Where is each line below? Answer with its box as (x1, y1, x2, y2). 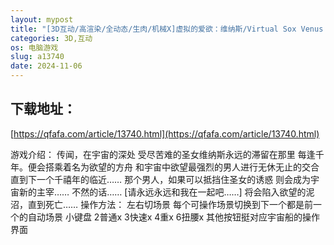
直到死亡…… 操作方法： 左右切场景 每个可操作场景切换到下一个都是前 (27, 198, 314, 210)
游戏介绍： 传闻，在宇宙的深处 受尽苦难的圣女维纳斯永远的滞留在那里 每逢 (10, 148, 316, 160)
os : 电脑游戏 (10, 42, 59, 53)
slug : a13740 (10, 52, 65, 62)
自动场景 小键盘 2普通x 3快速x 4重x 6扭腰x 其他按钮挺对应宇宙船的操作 (27, 211, 321, 223)
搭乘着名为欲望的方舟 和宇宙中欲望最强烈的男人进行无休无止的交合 (44, 161, 320, 173)
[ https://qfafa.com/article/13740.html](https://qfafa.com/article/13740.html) (10, 127, 320, 140)
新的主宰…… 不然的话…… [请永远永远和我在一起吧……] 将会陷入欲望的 (18, 186, 307, 198)
